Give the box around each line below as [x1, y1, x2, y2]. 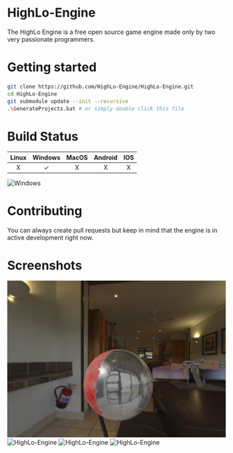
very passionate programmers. [7, 35, 95, 43]
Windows [32, 153, 61, 161]
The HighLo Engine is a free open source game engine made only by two [7, 28, 216, 36]
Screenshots [7, 258, 83, 273]
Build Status [7, 128, 78, 144]
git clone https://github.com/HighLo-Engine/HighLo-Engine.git [7, 83, 194, 90]
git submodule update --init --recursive [7, 98, 129, 105]
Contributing [7, 203, 83, 219]
